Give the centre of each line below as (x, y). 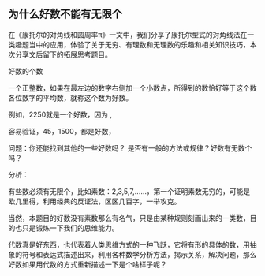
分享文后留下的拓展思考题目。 (63, 54)
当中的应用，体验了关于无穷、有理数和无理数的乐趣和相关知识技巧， (139, 44)
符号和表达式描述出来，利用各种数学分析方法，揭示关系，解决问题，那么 (139, 254)
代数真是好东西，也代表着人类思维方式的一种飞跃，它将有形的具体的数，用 (129, 244)
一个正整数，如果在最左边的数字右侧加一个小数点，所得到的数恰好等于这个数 (132, 88)
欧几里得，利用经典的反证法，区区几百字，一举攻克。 (95, 201)
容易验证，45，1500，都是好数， (62, 131)
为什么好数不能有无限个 (65, 14)
